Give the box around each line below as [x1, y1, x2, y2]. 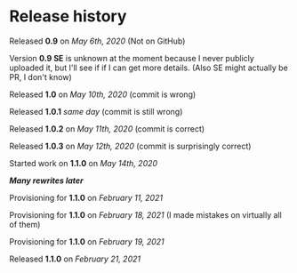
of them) [9, 219, 41, 229]
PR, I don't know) [9, 71, 73, 82]
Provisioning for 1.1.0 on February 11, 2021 [9, 192, 163, 203]
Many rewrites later [9, 175, 84, 186]
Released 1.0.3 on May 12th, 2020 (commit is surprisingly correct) [9, 141, 252, 151]
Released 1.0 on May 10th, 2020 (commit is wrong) [9, 89, 197, 100]
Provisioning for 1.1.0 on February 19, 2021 [9, 236, 165, 246]
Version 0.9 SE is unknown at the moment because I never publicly [9, 52, 255, 63]
